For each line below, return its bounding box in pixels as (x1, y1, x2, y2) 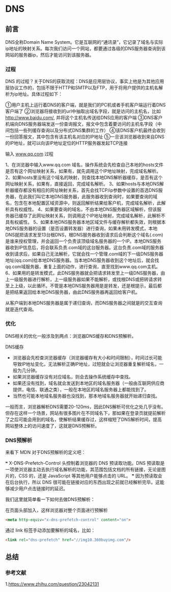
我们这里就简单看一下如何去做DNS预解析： (5, 496, 95, 502)
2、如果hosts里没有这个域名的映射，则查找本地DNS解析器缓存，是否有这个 (5, 174, 163, 181)
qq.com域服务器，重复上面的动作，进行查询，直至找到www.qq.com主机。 (5, 263, 161, 270)
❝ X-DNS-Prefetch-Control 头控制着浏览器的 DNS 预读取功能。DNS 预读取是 (5, 460, 165, 466)
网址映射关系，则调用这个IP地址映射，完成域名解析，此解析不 (36, 212, 165, 219)
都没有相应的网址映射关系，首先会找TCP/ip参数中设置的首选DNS (22, 187, 159, 194)
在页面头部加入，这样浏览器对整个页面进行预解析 (5, 507, 108, 513)
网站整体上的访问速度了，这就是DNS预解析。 (5, 422, 100, 428)
